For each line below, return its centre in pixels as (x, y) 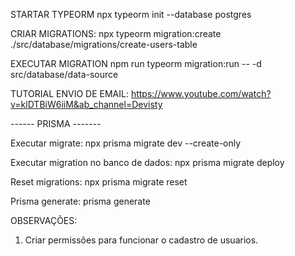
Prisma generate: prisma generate (80, 201)
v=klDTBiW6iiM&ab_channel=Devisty (86, 104)
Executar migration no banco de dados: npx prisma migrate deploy (147, 162)
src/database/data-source (64, 74)
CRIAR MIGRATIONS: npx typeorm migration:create (116, 33)
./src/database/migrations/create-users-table (104, 44)
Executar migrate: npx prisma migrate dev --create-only (126, 143)
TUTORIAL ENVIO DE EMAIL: (69, 93)
